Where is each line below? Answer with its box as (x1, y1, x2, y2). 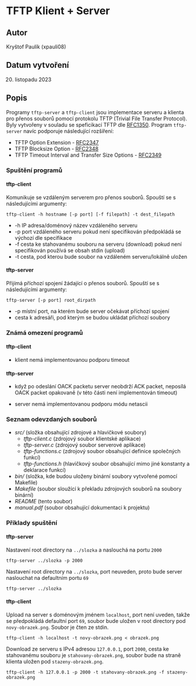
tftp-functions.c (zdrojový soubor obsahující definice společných (23, 447, 181, 454)
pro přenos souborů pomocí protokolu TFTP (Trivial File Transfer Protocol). (6, 115, 187, 122)
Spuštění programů (6, 166, 63, 174)
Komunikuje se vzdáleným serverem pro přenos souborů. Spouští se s (6, 193, 176, 201)
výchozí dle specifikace (14, 234, 72, 241)
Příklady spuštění (6, 519, 58, 527)
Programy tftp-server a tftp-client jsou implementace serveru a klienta (6, 108, 184, 116)
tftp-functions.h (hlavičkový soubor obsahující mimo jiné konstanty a (23, 460, 190, 467)
